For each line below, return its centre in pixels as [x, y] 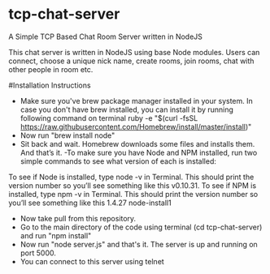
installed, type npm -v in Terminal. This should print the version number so [133, 194]
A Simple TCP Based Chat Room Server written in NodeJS [106, 36]
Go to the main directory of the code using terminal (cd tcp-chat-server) [141, 227]
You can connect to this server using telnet [92, 261]
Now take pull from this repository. [78, 218]
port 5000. [38, 253]
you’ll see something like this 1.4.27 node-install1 [90, 203]
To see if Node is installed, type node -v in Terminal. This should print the [131, 177]
